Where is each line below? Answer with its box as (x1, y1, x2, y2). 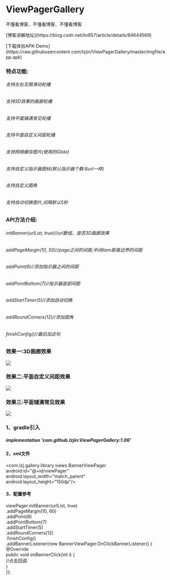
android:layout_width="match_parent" (6, 473, 86, 479)
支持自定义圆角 (6, 183, 37, 189)
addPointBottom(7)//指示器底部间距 (6, 280, 81, 286)
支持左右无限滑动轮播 (6, 81, 51, 87)
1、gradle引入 (6, 424, 40, 431)
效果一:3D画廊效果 (6, 348, 52, 355)
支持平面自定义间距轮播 (6, 132, 55, 138)
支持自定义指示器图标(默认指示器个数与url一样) (6, 165, 104, 172)
